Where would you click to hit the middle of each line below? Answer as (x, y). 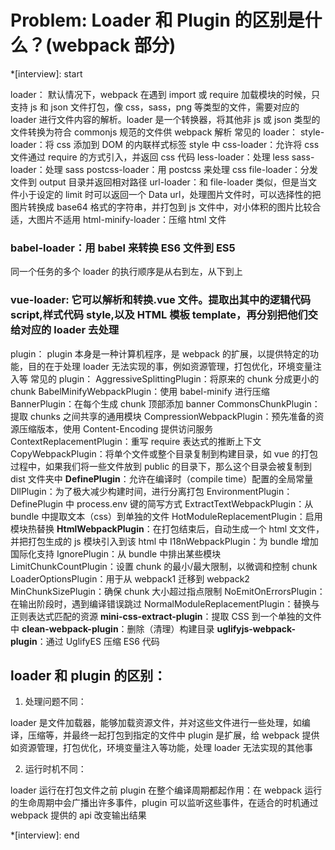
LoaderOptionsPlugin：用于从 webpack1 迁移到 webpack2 (130, 578)
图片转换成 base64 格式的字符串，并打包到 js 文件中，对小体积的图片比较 (161, 207)
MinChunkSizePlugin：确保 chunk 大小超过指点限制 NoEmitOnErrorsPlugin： (168, 591)
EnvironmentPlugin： (249, 491)
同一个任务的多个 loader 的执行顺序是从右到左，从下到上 (126, 272)
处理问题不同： (55, 702)
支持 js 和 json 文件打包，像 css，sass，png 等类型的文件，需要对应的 (155, 107)
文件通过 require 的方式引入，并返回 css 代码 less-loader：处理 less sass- (162, 157)
